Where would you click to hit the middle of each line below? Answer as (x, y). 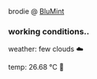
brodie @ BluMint (36, 11)
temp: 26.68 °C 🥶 (36, 67)
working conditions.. (49, 31)
